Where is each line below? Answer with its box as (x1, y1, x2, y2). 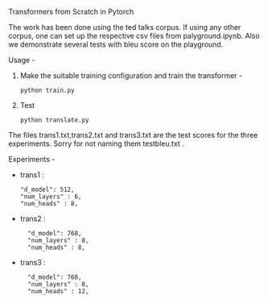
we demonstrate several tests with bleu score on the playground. (8, 39, 224, 49)
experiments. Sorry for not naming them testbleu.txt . (8, 139, 185, 148)
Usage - (8, 56, 35, 64)
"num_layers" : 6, (19, 193, 82, 201)
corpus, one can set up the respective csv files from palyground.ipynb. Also (8, 31, 260, 40)
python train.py (19, 86, 75, 94)
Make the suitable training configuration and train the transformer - (19, 71, 243, 80)
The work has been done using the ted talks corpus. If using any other (8, 23, 241, 31)
